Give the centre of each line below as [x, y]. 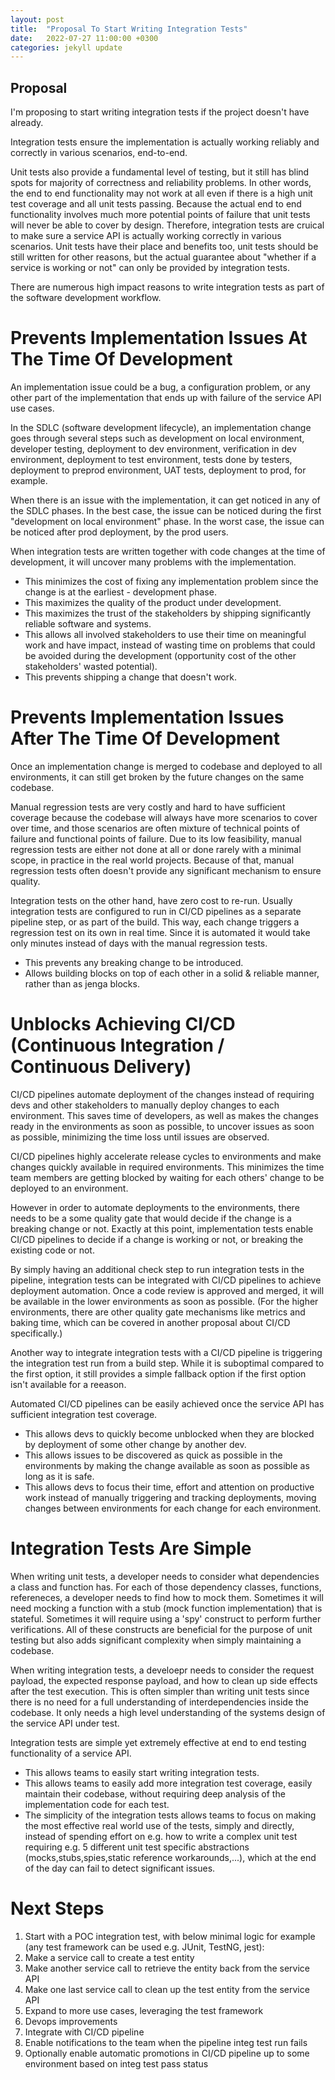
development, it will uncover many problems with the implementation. [153, 562]
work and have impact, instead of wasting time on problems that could [170, 645]
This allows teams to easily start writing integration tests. [142, 1772]
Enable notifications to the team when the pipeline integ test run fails [166, 2042]
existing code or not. [52, 1250]
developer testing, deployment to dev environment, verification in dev [153, 449]
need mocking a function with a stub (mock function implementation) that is [166, 1608]
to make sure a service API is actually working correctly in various [146, 236]
